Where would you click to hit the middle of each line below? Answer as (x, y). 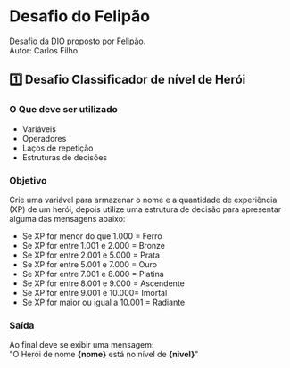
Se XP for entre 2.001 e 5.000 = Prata (91, 255)
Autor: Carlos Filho (44, 50)
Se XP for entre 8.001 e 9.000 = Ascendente (103, 283)
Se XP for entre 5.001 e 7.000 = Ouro (90, 264)
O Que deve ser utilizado (64, 110)
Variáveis (39, 129)
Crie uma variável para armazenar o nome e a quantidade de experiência (143, 200)
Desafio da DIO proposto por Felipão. (78, 41)
